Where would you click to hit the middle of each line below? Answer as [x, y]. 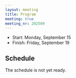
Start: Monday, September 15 [41, 38]
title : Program [21, 14]
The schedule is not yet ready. [36, 70]
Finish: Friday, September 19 [41, 43]
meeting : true [20, 19]
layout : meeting [22, 10]
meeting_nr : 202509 [25, 23]
